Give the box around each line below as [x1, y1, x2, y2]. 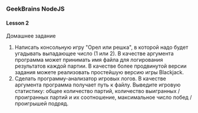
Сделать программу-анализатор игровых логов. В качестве [14, 75, 167, 82]
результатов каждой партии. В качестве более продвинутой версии [14, 62, 187, 69]
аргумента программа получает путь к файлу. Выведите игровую [14, 81, 181, 88]
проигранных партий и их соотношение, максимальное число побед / [14, 94, 192, 101]
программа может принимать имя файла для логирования [14, 56, 163, 64]
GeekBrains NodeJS [6, 5, 65, 13]
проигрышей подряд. [14, 100, 69, 107]
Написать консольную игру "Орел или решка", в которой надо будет [14, 44, 189, 51]
